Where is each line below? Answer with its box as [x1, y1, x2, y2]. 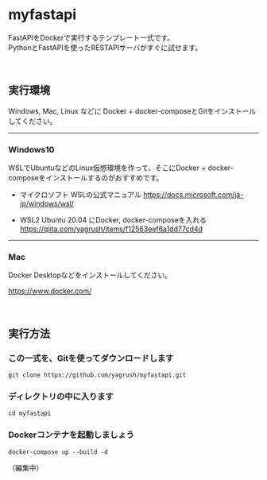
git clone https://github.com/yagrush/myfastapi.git [8, 371, 187, 379]
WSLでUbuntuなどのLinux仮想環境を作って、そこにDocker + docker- [8, 163, 234, 172]
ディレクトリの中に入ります [8, 391, 114, 402]
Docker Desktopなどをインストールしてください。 [8, 270, 172, 280]
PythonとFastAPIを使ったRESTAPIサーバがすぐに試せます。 [8, 42, 203, 52]
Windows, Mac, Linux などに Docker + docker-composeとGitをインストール [8, 106, 257, 116]
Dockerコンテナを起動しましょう [8, 429, 135, 440]
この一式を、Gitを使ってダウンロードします [8, 352, 174, 363]
